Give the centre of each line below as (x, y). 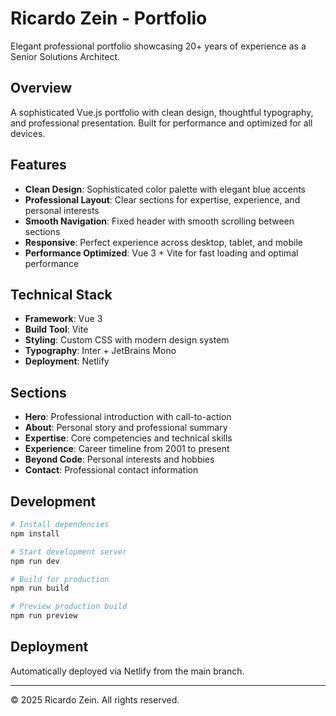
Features (38, 165)
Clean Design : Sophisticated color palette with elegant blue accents (165, 189)
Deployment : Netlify (67, 361)
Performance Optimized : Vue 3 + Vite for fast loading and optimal (161, 253)
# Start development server (69, 552)
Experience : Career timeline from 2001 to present (127, 449)
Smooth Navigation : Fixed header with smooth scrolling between (159, 221)
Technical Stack (61, 294)
